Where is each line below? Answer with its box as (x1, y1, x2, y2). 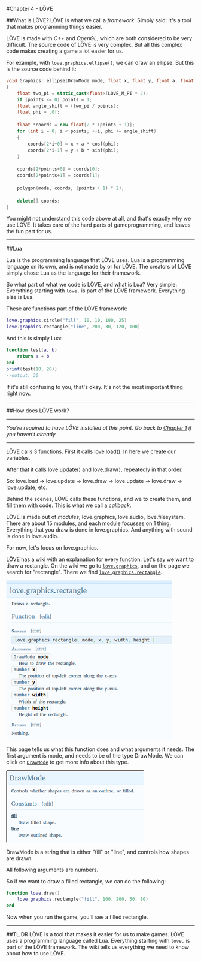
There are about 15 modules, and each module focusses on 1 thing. (6, 520, 172, 527)
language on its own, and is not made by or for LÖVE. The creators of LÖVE (6, 263, 192, 270)
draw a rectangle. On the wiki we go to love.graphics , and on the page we (6, 562, 190, 569)
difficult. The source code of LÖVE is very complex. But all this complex (6, 41, 182, 48)
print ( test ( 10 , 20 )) (6, 366, 58, 372)
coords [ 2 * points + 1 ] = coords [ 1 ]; (17, 173, 100, 179)
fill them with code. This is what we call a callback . (6, 502, 132, 509)
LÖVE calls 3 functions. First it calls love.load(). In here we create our (6, 448, 176, 455)
